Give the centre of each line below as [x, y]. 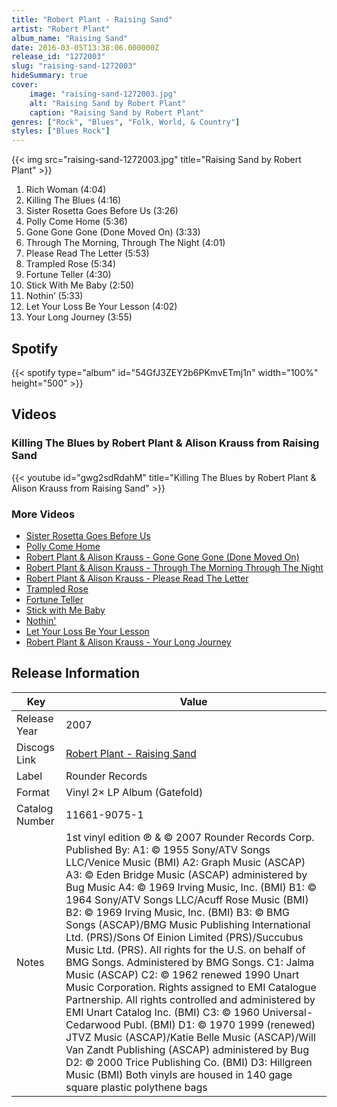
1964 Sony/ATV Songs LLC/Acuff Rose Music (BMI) [187, 899]
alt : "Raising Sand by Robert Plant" [108, 103]
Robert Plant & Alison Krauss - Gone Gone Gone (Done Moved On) [162, 557]
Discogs [35, 747]
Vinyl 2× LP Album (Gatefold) [134, 792]
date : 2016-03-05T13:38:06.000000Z [85, 47]
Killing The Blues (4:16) [73, 200]
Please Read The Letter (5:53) [87, 253]
